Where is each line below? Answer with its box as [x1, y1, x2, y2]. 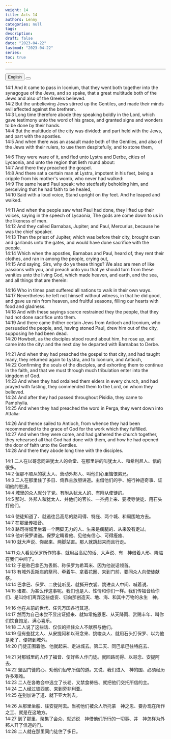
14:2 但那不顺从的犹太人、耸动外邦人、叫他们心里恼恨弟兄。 [5, 471, 131, 477]
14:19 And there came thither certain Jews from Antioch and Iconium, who [5, 320, 161, 326]
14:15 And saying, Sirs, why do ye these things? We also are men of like [5, 261, 155, 267]
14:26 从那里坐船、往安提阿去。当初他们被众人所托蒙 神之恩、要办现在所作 [5, 703, 165, 709]
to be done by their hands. [5, 123, 61, 129]
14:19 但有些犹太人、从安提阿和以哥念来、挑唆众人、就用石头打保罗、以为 [5, 631, 160, 637]
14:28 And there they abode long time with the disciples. [5, 447, 124, 453]
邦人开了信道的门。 [5, 722, 46, 728]
